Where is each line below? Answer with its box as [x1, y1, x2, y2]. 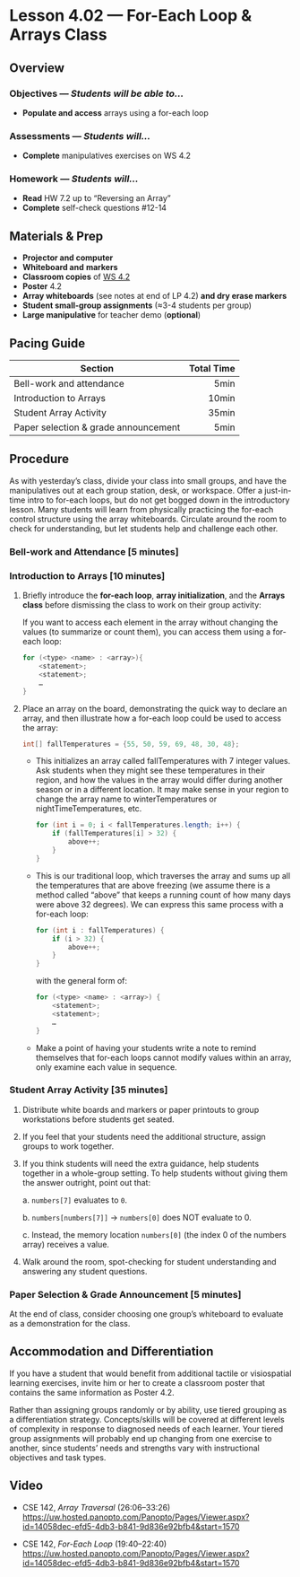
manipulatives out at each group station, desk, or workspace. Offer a [9, 485, 262, 495]
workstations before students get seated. [21, 1114, 175, 1125]
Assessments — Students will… [9, 129, 150, 142]
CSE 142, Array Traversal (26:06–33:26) [21, 1502, 171, 1512]
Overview [9, 60, 65, 75]
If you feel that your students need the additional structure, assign [21, 1131, 266, 1142]
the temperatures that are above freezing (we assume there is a [35, 880, 270, 890]
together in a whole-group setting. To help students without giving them [21, 1168, 288, 1178]
